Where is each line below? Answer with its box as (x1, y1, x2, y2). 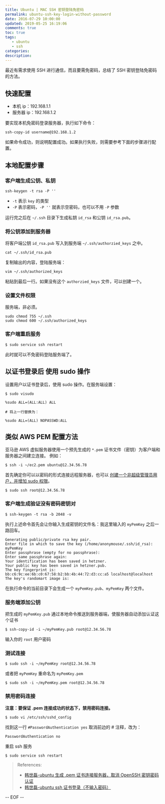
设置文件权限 (5, 292, 36, 299)
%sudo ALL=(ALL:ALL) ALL (5, 400, 56, 405)
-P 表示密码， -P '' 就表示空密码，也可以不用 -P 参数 (12, 204, 119, 210)
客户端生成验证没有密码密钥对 (5, 500, 76, 507)
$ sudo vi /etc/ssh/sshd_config (5, 715, 71, 720)
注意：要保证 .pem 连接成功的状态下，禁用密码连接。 (5, 705, 113, 711)
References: (17, 762, 42, 767)
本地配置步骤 (5, 161, 44, 169)
